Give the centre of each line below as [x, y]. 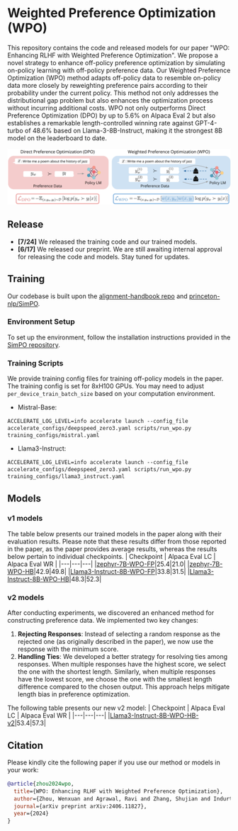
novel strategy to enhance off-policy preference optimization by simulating [116, 62]
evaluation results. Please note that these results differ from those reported [117, 541]
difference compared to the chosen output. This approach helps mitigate [124, 687]
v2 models [26, 597]
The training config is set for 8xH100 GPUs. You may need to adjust [106, 386]
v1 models [25, 519]
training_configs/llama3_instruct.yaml [66, 477]
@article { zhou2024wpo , [41, 784]
